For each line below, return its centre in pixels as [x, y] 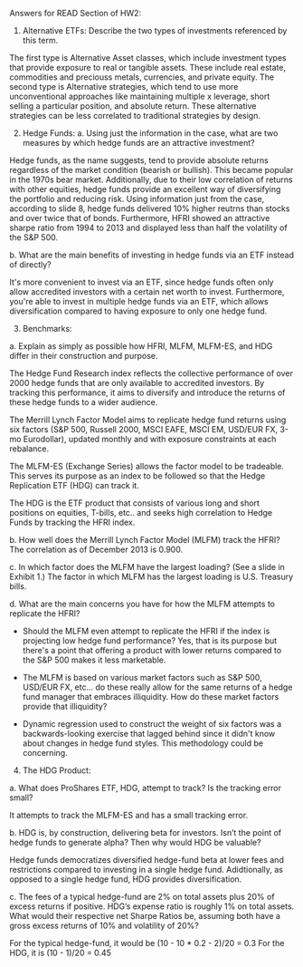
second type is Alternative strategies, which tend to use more [124, 87]
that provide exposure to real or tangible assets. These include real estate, [148, 68]
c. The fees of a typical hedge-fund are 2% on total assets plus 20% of [142, 897]
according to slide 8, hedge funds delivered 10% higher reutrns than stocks [150, 208]
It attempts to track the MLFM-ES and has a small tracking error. [129, 815]
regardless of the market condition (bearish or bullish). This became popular [151, 170]
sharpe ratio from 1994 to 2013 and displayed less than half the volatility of [148, 227]
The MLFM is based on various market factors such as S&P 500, [142, 677]
